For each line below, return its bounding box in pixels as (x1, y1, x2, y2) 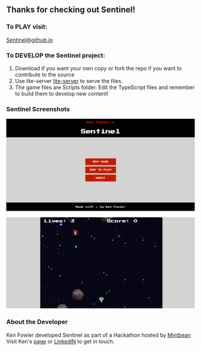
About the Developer (6, 318, 68, 326)
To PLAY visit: (6, 23, 48, 31)
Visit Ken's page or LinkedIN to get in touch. (6, 337, 115, 345)
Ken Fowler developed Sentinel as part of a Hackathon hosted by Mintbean (6, 331, 191, 338)
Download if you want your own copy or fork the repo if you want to (14, 64, 182, 72)
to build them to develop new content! (14, 90, 109, 97)
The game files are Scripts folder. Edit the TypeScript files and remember (14, 84, 195, 91)
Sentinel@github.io (6, 36, 53, 44)
